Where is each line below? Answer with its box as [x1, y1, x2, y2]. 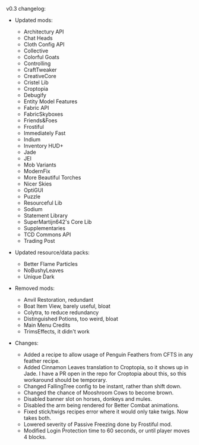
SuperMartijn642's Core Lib [23, 218, 92, 225]
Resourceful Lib [23, 199, 62, 206]
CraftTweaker [23, 66, 58, 73]
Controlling [23, 60, 51, 67]
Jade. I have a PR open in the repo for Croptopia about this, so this [23, 370, 187, 377]
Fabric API [23, 104, 49, 111]
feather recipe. [23, 357, 61, 364]
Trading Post [23, 237, 55, 244]
